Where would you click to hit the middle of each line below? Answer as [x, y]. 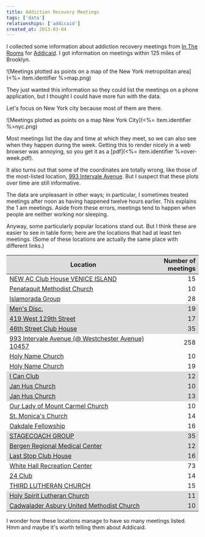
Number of [180, 261]
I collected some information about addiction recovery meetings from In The [102, 47]
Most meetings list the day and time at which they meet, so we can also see [101, 139]
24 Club [21, 476]
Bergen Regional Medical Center [56, 446]
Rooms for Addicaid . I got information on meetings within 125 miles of [94, 53]
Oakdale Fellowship [37, 426]
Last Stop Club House [41, 456]
